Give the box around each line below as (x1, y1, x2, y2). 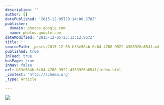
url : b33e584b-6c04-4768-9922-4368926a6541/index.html (5, 68, 122, 73)
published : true (5, 49, 39, 54)
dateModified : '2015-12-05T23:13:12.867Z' (5, 35, 95, 40)
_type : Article (5, 77, 37, 82)
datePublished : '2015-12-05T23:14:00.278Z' (5, 16, 97, 21)
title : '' (5, 40, 26, 45)
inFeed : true (5, 53, 32, 59)
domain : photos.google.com (9, 26, 66, 31)
